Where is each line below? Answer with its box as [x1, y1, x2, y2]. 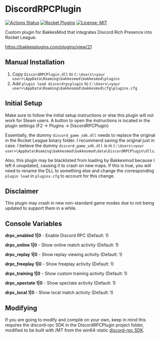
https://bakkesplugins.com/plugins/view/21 [5, 44, 92, 50]
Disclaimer [5, 187, 39, 195]
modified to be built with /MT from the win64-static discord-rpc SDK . [5, 327, 145, 333]
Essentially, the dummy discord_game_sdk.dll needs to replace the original [5, 132, 156, 138]
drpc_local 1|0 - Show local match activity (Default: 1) [5, 289, 114, 295]
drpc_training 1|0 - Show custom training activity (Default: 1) [5, 271, 128, 277]
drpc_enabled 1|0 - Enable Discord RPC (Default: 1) [5, 233, 109, 238]
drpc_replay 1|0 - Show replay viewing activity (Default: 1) [5, 252, 123, 258]
